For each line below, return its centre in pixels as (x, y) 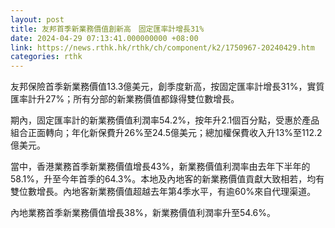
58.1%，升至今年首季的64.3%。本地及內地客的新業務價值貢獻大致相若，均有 (167, 179)
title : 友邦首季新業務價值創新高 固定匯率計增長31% (107, 29)
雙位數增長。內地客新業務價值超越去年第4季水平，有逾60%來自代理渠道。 (163, 192)
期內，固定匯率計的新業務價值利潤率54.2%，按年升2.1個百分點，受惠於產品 (165, 120)
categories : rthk (46, 57)
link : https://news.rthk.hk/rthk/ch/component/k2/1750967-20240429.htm (162, 47)
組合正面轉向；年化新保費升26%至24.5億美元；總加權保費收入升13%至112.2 (166, 133)
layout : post (37, 19)
